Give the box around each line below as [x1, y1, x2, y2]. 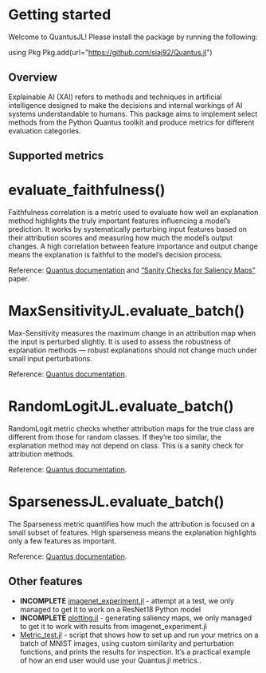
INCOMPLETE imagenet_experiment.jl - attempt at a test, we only [19, 595, 235, 605]
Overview [8, 70, 58, 85]
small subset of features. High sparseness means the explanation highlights [8, 528, 256, 537]
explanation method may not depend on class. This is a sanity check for [8, 440, 244, 450]
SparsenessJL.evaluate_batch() [8, 493, 225, 511]
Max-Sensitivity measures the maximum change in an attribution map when [8, 329, 256, 338]
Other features [8, 575, 83, 588]
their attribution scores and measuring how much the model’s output [8, 233, 233, 243]
